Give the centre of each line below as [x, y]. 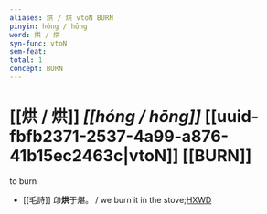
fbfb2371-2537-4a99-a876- [119, 137]
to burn [23, 181]
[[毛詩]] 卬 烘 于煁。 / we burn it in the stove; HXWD [117, 199]
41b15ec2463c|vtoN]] [94, 156]
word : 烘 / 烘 [35, 35]
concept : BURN [37, 69]
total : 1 [26, 60]
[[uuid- [231, 117]
